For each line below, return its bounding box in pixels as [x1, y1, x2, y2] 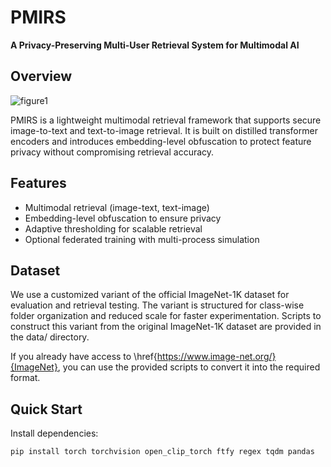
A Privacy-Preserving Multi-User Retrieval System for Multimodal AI [10, 39, 300, 51]
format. [10, 372, 41, 384]
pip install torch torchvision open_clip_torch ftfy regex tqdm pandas [10, 447, 315, 457]
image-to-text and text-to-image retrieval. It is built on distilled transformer [10, 124, 318, 136]
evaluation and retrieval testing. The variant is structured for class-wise [10, 299, 305, 311]
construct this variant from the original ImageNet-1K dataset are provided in [10, 321, 322, 333]
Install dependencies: [10, 427, 99, 440]
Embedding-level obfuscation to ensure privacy [24, 212, 222, 224]
